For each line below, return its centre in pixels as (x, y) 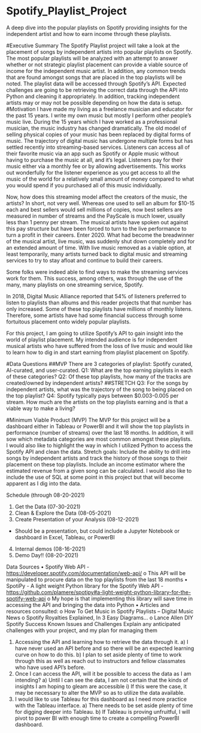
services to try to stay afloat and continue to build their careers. (85, 260)
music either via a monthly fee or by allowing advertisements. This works (96, 166)
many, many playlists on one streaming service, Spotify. (75, 285)
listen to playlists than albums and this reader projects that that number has (99, 303)
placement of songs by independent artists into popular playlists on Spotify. (99, 51)
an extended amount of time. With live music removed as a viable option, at (99, 248)
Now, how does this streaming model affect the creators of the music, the (97, 197)
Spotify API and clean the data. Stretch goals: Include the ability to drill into (98, 451)
